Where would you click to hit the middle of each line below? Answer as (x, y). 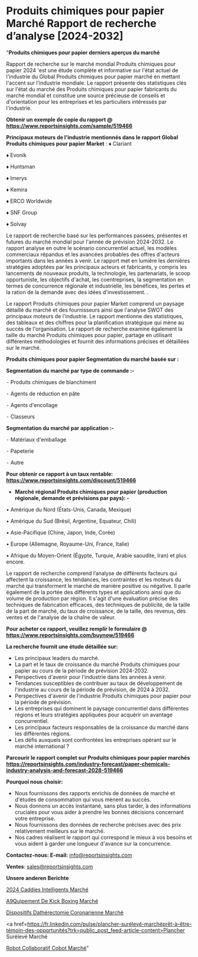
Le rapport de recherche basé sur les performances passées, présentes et (97, 235)
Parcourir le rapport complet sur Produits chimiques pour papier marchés (98, 757)
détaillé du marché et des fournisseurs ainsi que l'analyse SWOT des (90, 310)
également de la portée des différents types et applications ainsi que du (94, 592)
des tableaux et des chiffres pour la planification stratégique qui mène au (95, 322)
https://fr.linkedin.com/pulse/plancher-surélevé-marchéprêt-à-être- (109, 924)
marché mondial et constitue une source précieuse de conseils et (86, 95)
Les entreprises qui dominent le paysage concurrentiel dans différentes (102, 708)
